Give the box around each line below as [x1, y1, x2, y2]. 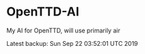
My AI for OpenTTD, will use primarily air [6, 26, 120, 34]
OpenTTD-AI [6, 4, 79, 20]
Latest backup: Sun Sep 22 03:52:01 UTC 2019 [6, 39, 138, 47]
